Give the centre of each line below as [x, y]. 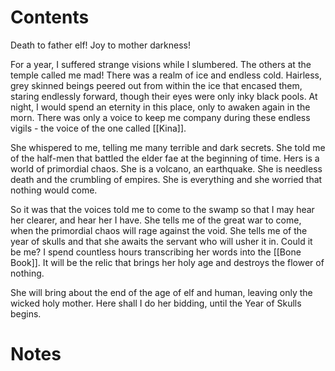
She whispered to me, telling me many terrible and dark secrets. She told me [168, 147]
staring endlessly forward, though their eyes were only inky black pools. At [164, 96]
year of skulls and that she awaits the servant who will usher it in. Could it [161, 241]
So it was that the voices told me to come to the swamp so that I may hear [162, 209]
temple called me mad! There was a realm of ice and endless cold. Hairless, [166, 75]
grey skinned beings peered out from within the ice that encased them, [156, 85]
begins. [26, 313]
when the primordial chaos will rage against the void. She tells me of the [159, 230]
